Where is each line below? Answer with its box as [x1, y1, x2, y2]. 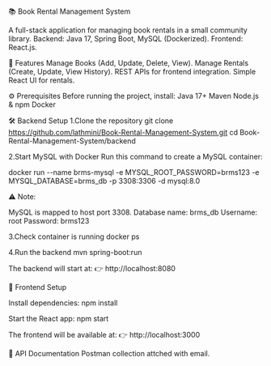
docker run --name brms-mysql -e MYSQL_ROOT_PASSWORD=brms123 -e [8, 168, 260, 177]
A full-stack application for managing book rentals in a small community [8, 25, 248, 35]
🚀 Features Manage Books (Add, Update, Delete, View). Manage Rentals [8, 58, 249, 67]
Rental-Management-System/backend [8, 136, 136, 146]
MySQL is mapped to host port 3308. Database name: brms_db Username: [8, 207, 257, 217]
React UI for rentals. [8, 75, 75, 85]
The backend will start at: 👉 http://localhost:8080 [8, 264, 176, 273]
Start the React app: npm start [8, 314, 109, 323]
